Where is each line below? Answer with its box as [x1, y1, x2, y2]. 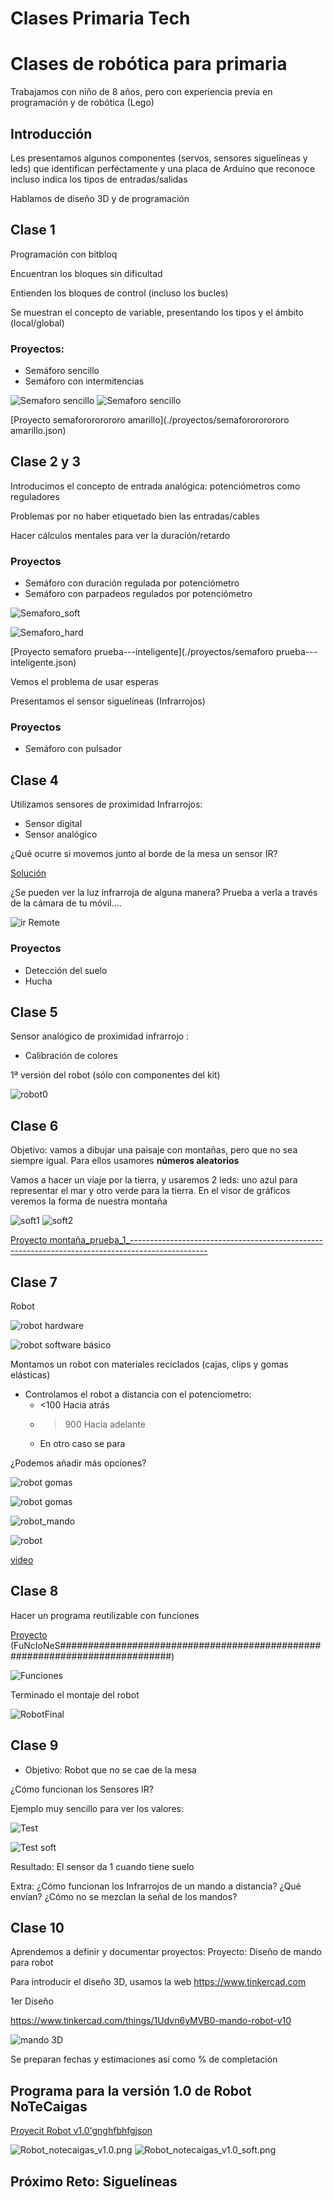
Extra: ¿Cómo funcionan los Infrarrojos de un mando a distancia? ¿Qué [10, 1880, 302, 1892]
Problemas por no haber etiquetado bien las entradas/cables [10, 510, 260, 522]
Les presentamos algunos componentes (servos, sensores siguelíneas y [10, 152, 308, 164]
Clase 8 [10, 1583, 59, 1600]
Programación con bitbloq [10, 248, 118, 260]
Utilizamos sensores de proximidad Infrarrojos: [10, 798, 203, 811]
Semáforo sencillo [24, 365, 100, 377]
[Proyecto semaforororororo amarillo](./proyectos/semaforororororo [10, 414, 290, 426]
